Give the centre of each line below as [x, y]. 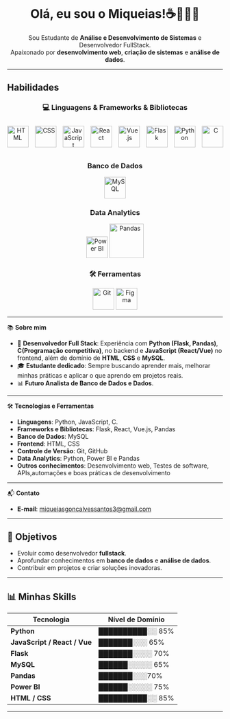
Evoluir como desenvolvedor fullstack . [72, 553]
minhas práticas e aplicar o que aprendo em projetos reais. [100, 375]
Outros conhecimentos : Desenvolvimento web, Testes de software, [113, 466]
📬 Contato [23, 493]
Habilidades [33, 88]
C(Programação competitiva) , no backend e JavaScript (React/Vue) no [119, 350]
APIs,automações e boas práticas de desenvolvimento [94, 472]
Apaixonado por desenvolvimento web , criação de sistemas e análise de [115, 52]
